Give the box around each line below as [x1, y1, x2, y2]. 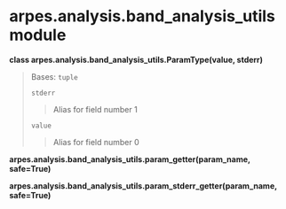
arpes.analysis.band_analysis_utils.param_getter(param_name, [9, 153, 250, 165]
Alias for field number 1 [52, 104, 138, 114]
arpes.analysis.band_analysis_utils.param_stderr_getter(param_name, [9, 180, 277, 191]
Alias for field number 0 [52, 136, 139, 147]
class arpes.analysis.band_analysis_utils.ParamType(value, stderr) [9, 54, 264, 65]
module [9, 25, 67, 45]
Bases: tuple [30, 71, 78, 81]
